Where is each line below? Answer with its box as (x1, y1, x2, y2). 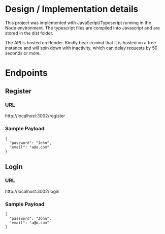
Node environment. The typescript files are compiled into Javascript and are (5, 25, 160, 30)
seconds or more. (5, 50, 41, 56)
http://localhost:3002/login (5, 188, 60, 194)
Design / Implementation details (5, 3, 138, 15)
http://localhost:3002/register (5, 113, 66, 118)
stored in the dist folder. (5, 30, 54, 36)
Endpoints (5, 67, 48, 79)
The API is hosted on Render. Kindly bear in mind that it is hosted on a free (5, 39, 156, 45)
